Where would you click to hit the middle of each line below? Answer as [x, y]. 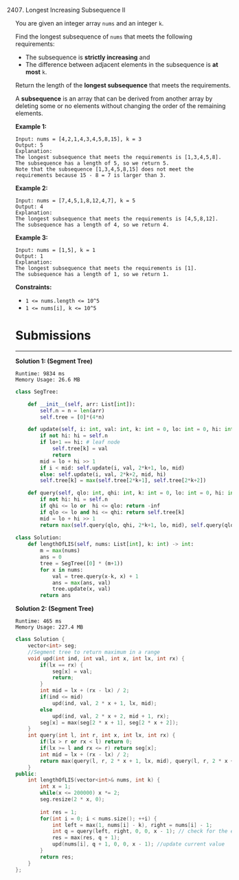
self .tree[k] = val [80, 449]
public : [26, 774]
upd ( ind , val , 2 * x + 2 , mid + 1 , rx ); [111, 716]
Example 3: [32, 238]
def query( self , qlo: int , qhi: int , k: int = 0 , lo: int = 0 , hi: [126, 493]
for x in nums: [62, 570]
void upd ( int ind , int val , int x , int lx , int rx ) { [106, 658]
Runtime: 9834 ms [40, 374]
